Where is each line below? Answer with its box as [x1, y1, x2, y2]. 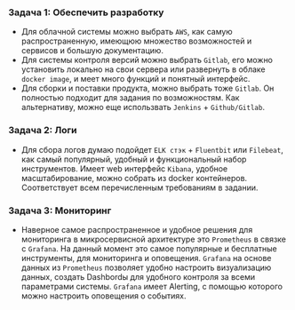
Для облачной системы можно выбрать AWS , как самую [20, 27, 233, 37]
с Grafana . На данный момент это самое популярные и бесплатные [20, 242, 277, 254]
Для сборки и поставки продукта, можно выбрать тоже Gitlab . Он [20, 83, 275, 94]
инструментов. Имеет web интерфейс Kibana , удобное [20, 163, 228, 174]
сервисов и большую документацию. [20, 45, 163, 56]
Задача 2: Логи [8, 124, 77, 137]
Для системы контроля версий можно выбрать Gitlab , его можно [20, 55, 273, 66]
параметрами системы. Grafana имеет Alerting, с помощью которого [20, 281, 283, 291]
